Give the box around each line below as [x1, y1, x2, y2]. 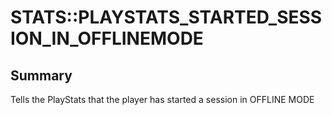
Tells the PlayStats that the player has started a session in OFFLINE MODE [10, 94, 315, 105]
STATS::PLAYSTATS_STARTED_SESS [10, 6, 323, 29]
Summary [10, 67, 73, 84]
